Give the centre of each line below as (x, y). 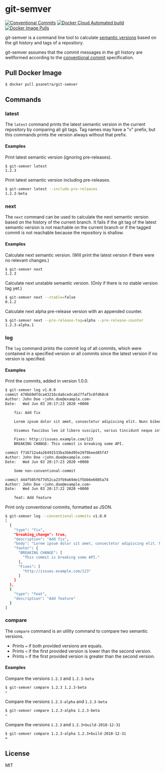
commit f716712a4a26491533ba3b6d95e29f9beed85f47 (57, 453)
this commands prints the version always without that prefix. (66, 135)
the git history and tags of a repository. (44, 42)
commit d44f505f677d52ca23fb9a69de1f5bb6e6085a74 (57, 480)
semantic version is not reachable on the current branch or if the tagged (78, 227)
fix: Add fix (27, 413)
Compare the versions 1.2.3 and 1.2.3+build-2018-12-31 (63, 724)
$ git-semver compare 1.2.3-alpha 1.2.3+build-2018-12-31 (66, 734)
